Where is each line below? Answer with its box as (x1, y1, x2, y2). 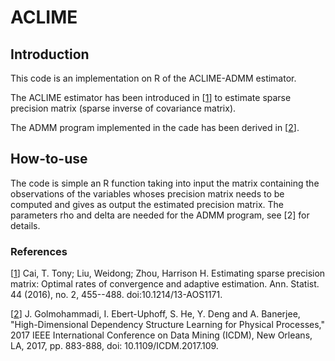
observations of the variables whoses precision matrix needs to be (10, 187, 285, 200)
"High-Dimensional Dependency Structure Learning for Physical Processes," (10, 319, 326, 331)
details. (10, 219, 41, 231)
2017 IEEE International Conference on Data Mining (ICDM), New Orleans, (10, 329, 313, 341)
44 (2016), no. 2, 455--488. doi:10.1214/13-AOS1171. (10, 289, 223, 301)
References (10, 244, 68, 258)
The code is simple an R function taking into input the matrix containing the (10, 177, 320, 189)
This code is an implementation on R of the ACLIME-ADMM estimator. (10, 72, 297, 84)
